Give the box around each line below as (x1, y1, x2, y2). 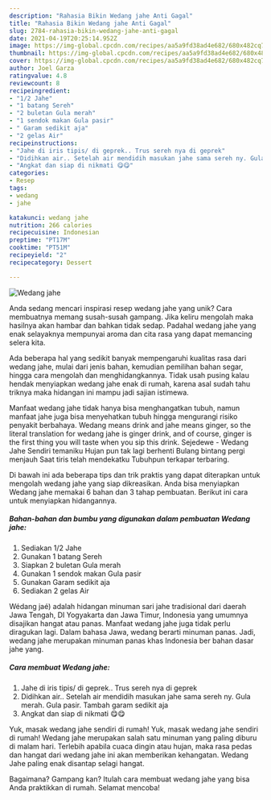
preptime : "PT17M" (9, 236, 71, 244)
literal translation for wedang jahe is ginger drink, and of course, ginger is (9, 429, 253, 438)
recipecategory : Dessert (9, 259, 92, 267)
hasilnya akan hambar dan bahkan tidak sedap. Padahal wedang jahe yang (9, 320, 257, 330)
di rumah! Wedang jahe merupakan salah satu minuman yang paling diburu (9, 732, 257, 742)
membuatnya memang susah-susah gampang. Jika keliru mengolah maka (9, 312, 254, 321)
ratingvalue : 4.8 (9, 72, 68, 80)
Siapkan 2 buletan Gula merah (20, 560, 121, 570)
